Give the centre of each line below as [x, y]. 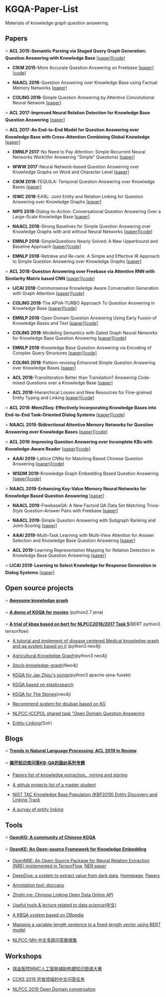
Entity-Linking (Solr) [32, 723]
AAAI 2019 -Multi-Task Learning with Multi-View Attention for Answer [83, 535]
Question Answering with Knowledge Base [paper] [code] [65, 58]
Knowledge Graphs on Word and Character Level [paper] [71, 172]
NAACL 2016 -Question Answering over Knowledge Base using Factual [85, 82]
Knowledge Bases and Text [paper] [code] [55, 323]
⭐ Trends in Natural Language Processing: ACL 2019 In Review [71, 751]
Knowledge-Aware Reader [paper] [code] [48, 449]
